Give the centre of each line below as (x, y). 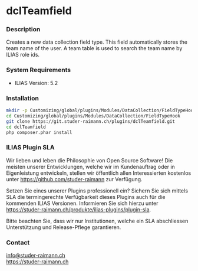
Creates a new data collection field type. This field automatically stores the (97, 42)
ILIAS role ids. (23, 55)
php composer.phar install (39, 132)
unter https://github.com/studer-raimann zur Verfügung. (74, 179)
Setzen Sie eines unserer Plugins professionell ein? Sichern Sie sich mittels (97, 191)
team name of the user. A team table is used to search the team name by (94, 48)
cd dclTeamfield (26, 127)
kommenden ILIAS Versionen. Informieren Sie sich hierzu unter (82, 203)
